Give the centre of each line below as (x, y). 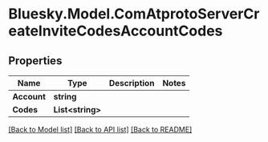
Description (132, 83)
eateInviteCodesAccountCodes (116, 31)
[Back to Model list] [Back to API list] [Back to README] (100, 130)
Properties (35, 61)
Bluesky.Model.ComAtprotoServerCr (134, 14)
